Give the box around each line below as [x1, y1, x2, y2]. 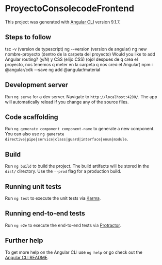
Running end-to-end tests [5, 210, 85, 218]
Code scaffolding [5, 113, 58, 121]
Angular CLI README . [5, 254, 49, 260]
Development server [5, 81, 68, 89]
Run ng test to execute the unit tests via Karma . [5, 195, 101, 201]
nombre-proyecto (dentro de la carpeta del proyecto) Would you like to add [5, 51, 156, 57]
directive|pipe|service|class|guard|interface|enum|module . [5, 136, 128, 142]
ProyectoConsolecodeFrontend [5, 3, 134, 14]
